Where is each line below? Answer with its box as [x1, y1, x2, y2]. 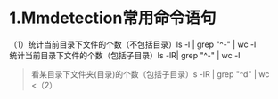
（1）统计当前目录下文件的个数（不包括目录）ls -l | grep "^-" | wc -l [9, 39, 257, 49]
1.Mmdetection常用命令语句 [9, 8, 217, 28]
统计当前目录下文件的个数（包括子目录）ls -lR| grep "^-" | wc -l [9, 49, 241, 60]
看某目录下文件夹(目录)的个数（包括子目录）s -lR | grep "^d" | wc [30, 68, 270, 80]
